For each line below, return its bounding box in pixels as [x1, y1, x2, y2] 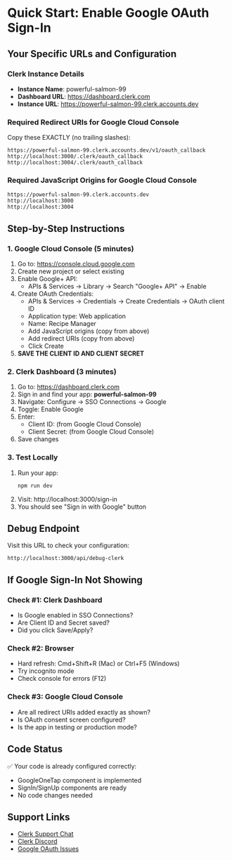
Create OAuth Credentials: [17, 289, 94, 298]
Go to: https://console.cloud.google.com [17, 260, 135, 268]
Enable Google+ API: [17, 275, 78, 283]
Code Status [7, 743, 63, 755]
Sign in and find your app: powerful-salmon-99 [17, 390, 157, 398]
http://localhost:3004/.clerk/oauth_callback [7, 159, 143, 167]
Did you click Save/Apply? [17, 626, 94, 634]
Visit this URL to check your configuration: [7, 541, 130, 549]
